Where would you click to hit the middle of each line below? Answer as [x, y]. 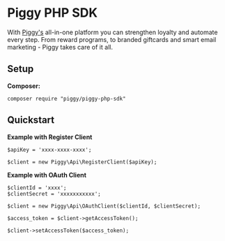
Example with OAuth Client [47, 175]
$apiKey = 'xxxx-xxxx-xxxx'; [49, 149]
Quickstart [31, 120]
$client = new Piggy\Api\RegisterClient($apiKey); [82, 162]
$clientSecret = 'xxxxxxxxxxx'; [54, 193]
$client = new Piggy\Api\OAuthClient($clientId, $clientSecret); [104, 206]
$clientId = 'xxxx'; [37, 188]
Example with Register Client [50, 137]
